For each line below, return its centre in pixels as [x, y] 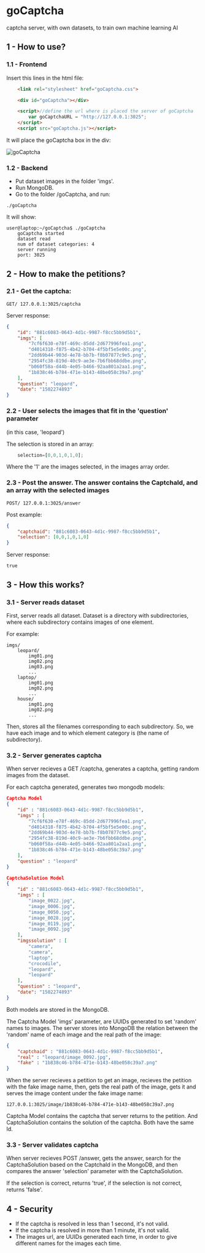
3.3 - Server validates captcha [52, 1145]
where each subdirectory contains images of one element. [80, 622]
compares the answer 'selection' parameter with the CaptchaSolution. [95, 1171]
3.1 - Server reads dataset [45, 602]
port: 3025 [31, 255]
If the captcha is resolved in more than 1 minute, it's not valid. [93, 1230]
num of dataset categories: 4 [56, 244]
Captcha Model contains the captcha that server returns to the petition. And [102, 1116]
